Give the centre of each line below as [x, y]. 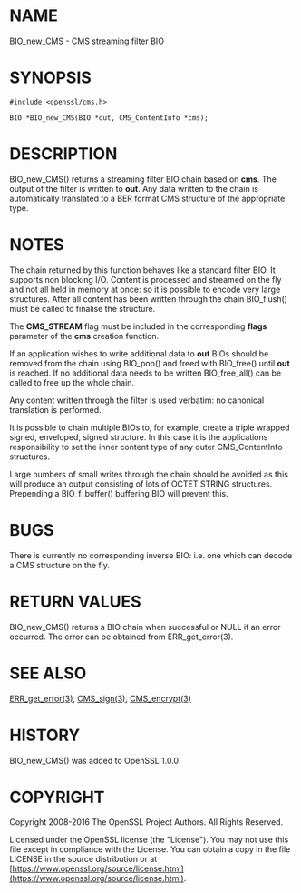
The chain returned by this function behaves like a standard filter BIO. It [143, 270]
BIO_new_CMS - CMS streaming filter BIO [87, 41]
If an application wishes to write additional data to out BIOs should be [139, 353]
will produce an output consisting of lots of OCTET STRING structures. [141, 484]
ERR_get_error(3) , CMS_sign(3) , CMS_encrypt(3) [101, 698]
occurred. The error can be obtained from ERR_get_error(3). [121, 637]
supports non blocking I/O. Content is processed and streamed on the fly [146, 279]
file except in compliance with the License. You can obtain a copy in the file [150, 849]
